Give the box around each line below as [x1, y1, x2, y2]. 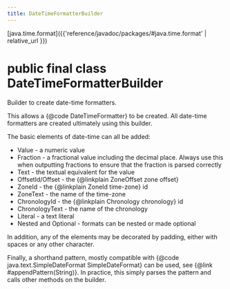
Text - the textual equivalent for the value [17, 167, 135, 176]
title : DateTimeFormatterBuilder [7, 10, 104, 17]
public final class [7, 60, 107, 76]
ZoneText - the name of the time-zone [17, 189, 126, 198]
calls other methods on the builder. [7, 275, 106, 283]
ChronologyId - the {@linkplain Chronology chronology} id [17, 197, 184, 205]
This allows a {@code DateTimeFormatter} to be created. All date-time [7, 111, 207, 120]
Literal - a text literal [17, 212, 75, 220]
